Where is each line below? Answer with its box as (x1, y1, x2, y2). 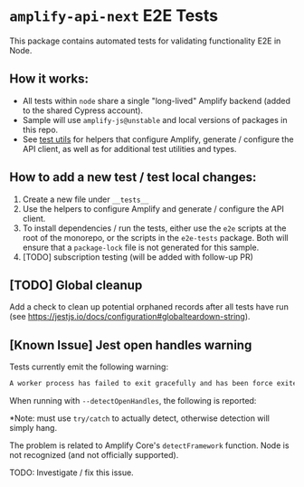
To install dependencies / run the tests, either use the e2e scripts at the (22, 223, 287, 234)
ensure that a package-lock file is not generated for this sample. (22, 242, 260, 253)
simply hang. (9, 423, 57, 434)
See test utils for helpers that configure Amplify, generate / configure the (22, 133, 294, 145)
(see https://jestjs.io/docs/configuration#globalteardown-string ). (9, 311, 251, 322)
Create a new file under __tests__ (22, 194, 149, 205)
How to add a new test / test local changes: (9, 169, 257, 186)
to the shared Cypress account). (22, 105, 143, 116)
